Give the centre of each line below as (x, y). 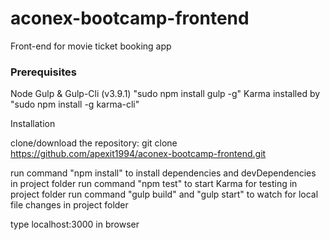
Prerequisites (43, 72)
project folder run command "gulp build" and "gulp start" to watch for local (164, 194)
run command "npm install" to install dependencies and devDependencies (163, 173)
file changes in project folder (69, 205)
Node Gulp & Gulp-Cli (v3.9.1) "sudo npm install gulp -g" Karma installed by (165, 94)
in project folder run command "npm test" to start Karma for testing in (154, 184)
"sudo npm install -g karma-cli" (75, 104)
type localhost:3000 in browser (75, 224)
